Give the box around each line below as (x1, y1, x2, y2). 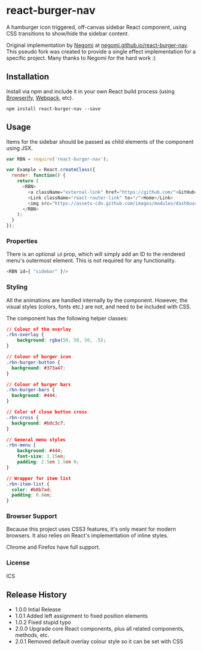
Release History (6, 590, 67, 600)
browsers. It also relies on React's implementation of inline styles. (6, 532, 169, 539)
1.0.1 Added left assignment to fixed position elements (14, 612, 148, 619)
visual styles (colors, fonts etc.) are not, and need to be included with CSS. (6, 303, 191, 310)
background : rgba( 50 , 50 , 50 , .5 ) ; (17, 337, 106, 343)
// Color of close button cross (6, 409, 87, 415)
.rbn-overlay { (6, 332, 44, 338)
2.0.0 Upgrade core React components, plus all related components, (14, 625, 185, 632)
